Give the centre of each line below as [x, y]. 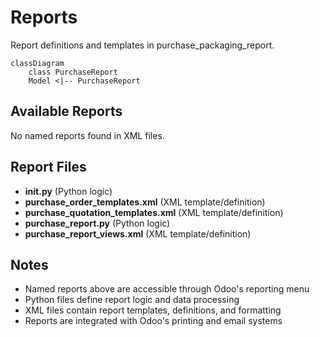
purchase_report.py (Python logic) [97, 223]
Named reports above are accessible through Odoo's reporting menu [167, 289]
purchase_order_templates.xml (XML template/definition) [145, 202]
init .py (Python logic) [68, 191]
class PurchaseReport [73, 72]
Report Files [48, 167]
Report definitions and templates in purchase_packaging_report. [142, 45]
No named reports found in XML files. [87, 135]
